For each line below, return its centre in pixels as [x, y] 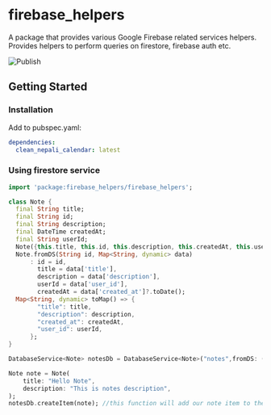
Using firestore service [54, 170]
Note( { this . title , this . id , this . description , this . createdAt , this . [135, 247]
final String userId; [52, 239]
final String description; [61, 224]
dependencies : [32, 142]
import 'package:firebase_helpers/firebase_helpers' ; [101, 187]
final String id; [45, 217]
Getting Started [48, 87]
